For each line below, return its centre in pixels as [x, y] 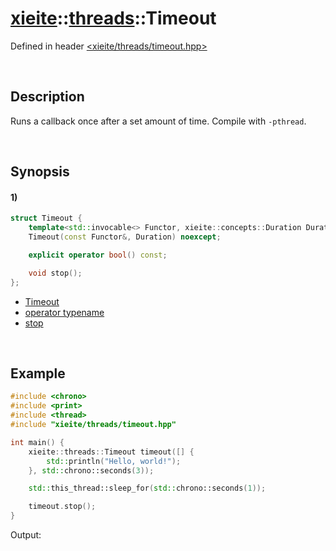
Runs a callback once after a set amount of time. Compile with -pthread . [158, 121]
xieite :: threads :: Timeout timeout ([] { [111, 452]
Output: [26, 535]
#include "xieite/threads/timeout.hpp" [93, 425]
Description [47, 97]
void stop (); [55, 273]
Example [38, 373]
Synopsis [40, 172]
